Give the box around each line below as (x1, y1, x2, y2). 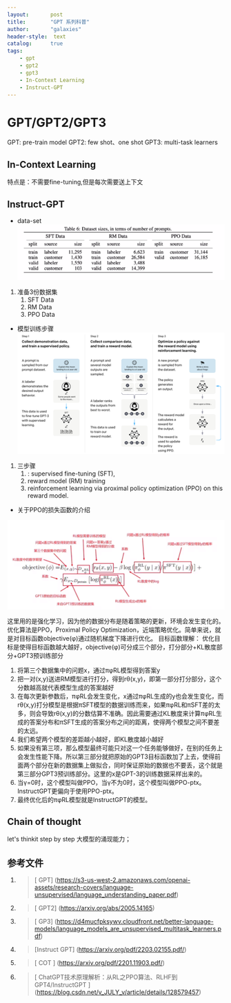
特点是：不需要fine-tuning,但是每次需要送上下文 (7, 178, 143, 186)
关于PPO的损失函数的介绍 (17, 505, 91, 514)
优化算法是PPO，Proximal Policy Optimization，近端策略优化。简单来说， (7, 625, 215, 634)
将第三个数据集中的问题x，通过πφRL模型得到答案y (17, 666, 161, 674)
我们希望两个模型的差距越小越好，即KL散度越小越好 (17, 735, 164, 743)
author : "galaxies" (7, 26, 81, 32)
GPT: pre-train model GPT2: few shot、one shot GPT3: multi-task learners (7, 138, 219, 146)
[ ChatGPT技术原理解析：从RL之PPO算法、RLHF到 (34, 973, 178, 982)
